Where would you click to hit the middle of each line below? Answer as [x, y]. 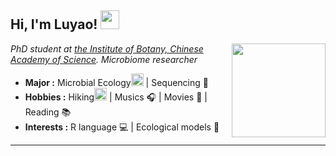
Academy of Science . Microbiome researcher [104, 59]
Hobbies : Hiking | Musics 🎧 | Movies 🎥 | [116, 97]
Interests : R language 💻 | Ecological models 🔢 [122, 127]
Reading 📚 [48, 112]
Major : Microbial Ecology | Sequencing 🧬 [116, 82]
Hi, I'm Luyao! [54, 24]
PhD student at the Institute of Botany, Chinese [107, 48]
